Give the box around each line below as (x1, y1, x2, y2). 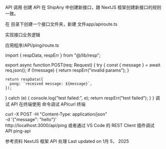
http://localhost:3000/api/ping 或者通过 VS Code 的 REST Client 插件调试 (5, 123, 155, 128)
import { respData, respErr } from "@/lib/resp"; (5, 52, 101, 58)
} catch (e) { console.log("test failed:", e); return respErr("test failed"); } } (5, 95, 155, 101)
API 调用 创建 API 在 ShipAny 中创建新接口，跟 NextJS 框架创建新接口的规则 (5, 4, 162, 10)
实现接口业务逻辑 (5, 32, 40, 37)
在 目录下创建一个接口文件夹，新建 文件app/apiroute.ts (5, 21, 118, 27)
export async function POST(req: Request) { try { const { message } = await (5, 62, 161, 68)
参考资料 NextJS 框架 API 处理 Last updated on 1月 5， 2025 (5, 139, 129, 144)
